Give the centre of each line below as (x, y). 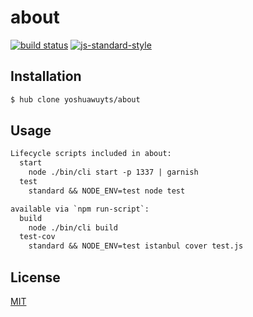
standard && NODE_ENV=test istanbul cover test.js (136, 246)
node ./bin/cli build (73, 227)
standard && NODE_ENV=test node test (107, 191)
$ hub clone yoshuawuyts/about (75, 99)
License (35, 277)
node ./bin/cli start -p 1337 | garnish (113, 172)
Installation (46, 76)
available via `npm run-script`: (80, 209)
